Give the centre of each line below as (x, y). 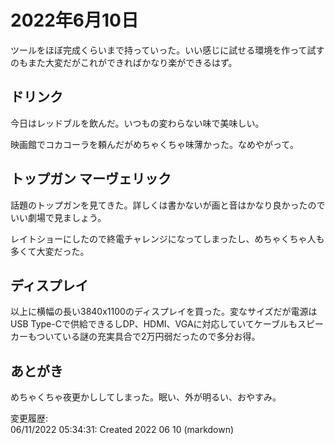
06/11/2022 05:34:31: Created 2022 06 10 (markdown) (122, 430)
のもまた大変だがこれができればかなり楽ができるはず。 (124, 62)
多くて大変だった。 (50, 251)
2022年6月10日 (74, 20)
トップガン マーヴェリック (91, 179)
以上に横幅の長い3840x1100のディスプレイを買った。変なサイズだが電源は (164, 312)
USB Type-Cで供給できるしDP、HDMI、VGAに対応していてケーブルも (154, 324)
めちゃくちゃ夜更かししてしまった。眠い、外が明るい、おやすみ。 (146, 397)
